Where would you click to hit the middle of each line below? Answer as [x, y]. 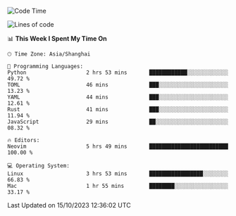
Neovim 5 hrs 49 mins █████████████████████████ [118, 146]
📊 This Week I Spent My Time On [57, 38]
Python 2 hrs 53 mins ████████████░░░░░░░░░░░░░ [118, 72]
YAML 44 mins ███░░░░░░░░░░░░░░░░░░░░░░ [118, 97]
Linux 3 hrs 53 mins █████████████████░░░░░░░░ [118, 174]
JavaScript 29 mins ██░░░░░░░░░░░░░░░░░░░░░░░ [118, 122]
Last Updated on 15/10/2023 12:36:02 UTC [69, 205]
